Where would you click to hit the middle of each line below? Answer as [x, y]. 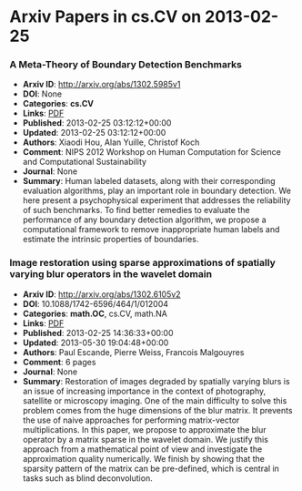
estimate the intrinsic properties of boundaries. [111, 240]
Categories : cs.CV [58, 104]
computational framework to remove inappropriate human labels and [151, 230]
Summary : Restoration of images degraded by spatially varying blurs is [156, 381]
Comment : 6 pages [59, 362]
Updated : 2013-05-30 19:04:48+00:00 [96, 343]
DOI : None [42, 94]
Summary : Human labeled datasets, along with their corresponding [149, 181]
